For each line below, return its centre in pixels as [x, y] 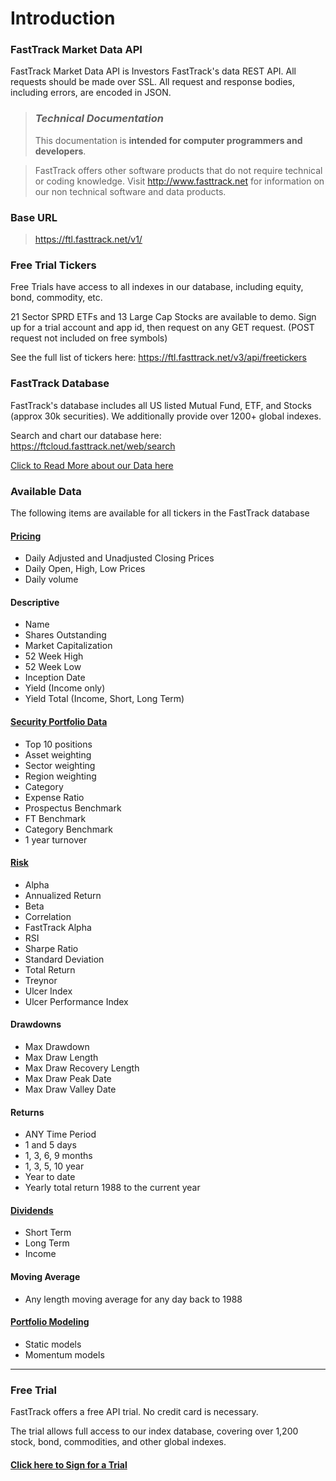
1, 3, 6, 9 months [58, 1156]
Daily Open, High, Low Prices [85, 569]
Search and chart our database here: [86, 435]
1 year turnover [56, 839]
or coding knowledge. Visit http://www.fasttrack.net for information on [179, 181]
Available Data [46, 491]
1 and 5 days [50, 1145]
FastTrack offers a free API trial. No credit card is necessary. [134, 1412]
